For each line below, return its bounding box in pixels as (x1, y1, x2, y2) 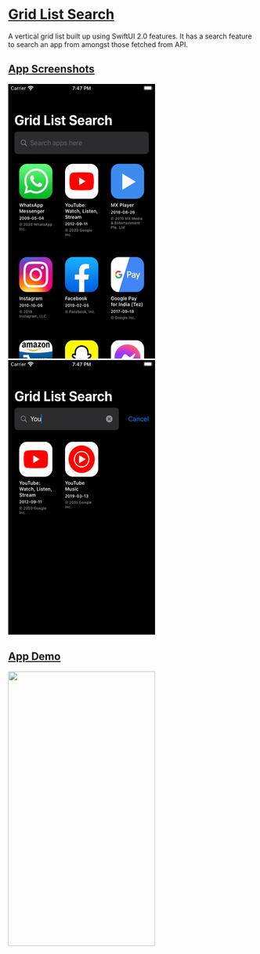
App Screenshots (8, 63, 96, 76)
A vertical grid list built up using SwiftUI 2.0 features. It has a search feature (8, 31, 252, 41)
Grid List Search (8, 5, 115, 24)
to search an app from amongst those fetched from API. (8, 39, 188, 49)
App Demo (8, 650, 61, 664)
